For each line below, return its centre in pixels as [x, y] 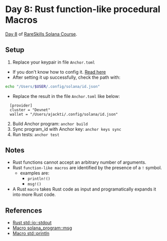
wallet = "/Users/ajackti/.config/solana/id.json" [64, 114]
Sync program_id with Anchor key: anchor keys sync [67, 129]
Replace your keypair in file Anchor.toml [54, 62]
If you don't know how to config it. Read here [59, 72]
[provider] [21, 105]
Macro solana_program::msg [42, 228]
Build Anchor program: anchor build [50, 124]
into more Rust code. [34, 195]
